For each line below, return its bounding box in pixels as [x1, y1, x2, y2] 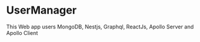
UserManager [6, 4, 77, 17]
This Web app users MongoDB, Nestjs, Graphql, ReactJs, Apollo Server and [6, 23, 194, 30]
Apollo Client [6, 29, 38, 36]
